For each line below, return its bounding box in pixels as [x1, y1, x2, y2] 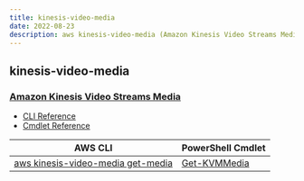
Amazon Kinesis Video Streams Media [9, 90, 181, 103]
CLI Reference [22, 111, 77, 122]
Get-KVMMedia [181, 157, 250, 169]
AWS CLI [73, 141, 113, 154]
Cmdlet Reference [22, 121, 90, 131]
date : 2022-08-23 [9, 22, 75, 31]
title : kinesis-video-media [9, 13, 116, 23]
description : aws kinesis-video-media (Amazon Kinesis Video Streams [9, 30, 278, 39]
